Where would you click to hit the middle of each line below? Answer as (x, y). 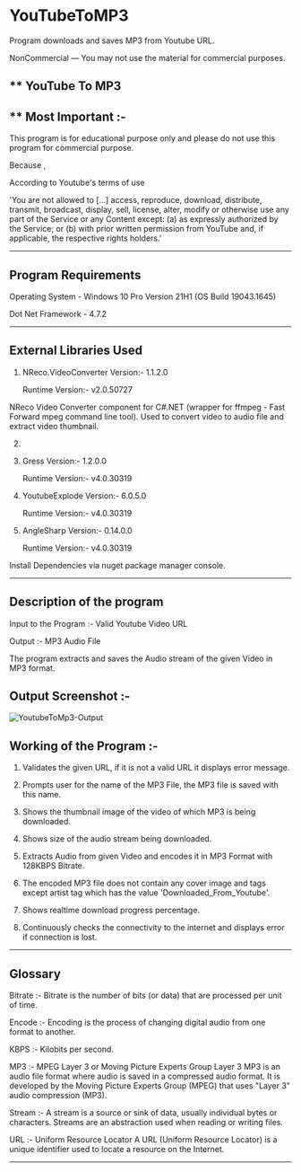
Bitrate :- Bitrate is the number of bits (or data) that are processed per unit (146, 996)
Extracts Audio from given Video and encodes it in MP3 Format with (147, 856)
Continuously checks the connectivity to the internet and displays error (153, 928)
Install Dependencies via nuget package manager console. (117, 565)
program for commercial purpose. (72, 148)
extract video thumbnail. (54, 426)
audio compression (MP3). (58, 1096)
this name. (41, 795)
